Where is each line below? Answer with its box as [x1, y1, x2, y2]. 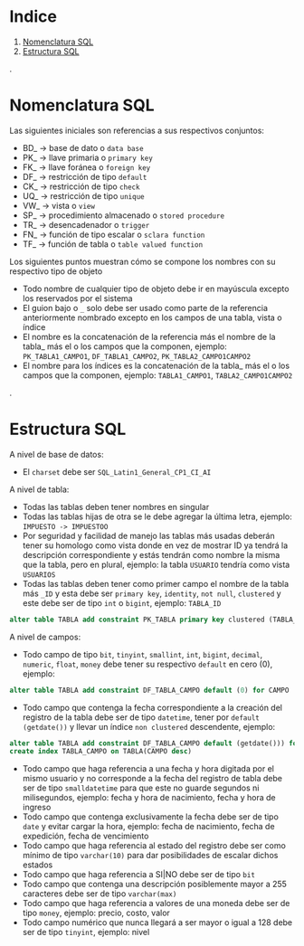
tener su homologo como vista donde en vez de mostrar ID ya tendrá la [22, 540, 289, 551]
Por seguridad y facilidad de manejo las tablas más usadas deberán [22, 530, 275, 541]
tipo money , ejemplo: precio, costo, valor [22, 907, 170, 919]
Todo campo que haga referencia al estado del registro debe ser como [22, 840, 287, 851]
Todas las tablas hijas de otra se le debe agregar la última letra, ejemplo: [22, 511, 292, 522]
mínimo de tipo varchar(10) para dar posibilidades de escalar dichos [22, 850, 279, 861]
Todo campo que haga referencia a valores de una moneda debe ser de [22, 898, 290, 909]
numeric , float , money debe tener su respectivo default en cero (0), [22, 658, 273, 669]
